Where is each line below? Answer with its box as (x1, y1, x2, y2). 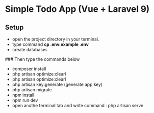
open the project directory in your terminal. (12, 36, 99, 42)
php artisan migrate (12, 87, 52, 92)
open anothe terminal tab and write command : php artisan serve (12, 103, 144, 108)
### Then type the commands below (5, 56, 80, 62)
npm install (12, 92, 35, 98)
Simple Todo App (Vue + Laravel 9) (5, 3, 150, 15)
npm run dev (12, 97, 38, 103)
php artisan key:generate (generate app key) (12, 81, 103, 87)
